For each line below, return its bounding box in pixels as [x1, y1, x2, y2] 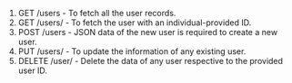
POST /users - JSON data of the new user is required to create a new [17, 27, 278, 37]
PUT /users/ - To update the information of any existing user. [17, 46, 247, 57]
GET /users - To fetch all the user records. [17, 8, 176, 18]
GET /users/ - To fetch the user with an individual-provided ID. [17, 17, 252, 28]
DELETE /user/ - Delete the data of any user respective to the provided [17, 56, 284, 66]
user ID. [17, 65, 48, 76]
